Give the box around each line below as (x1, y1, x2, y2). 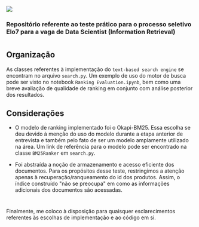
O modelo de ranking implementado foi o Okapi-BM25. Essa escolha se (14, 124, 191, 131)
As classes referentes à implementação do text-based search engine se (6, 66, 184, 73)
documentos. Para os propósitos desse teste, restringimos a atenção (14, 167, 185, 174)
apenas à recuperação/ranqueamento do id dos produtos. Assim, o (14, 174, 180, 181)
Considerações (6, 108, 65, 118)
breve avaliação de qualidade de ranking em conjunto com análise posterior (6, 84, 193, 92)
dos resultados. (6, 91, 45, 98)
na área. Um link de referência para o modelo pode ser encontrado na (14, 143, 187, 151)
